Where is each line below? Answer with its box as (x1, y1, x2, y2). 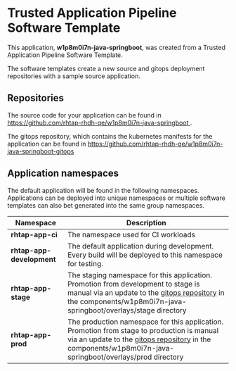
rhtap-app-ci (11, 229, 58, 239)
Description (126, 218, 166, 227)
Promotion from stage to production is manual (67, 325, 219, 335)
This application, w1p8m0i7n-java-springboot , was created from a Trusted (7, 43, 226, 51)
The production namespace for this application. (67, 317, 224, 327)
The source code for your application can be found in (7, 111, 162, 119)
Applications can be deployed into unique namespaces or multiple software (7, 194, 226, 202)
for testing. (67, 258, 104, 268)
